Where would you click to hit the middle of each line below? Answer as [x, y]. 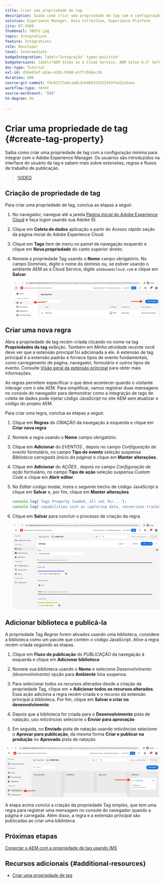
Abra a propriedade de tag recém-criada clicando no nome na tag [72, 342]
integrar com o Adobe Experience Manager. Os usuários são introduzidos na [82, 158]
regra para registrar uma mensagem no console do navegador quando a [78, 810]
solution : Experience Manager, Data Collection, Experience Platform [78, 21]
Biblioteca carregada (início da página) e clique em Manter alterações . [85, 457]
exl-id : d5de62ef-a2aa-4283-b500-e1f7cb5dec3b [54, 73]
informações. [18, 373]
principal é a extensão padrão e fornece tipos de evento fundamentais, [77, 358]
